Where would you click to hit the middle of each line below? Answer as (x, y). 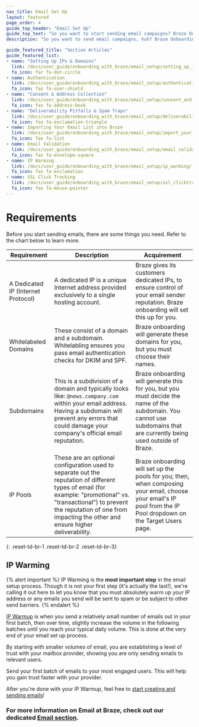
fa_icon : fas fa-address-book (49, 105)
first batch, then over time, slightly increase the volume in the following (93, 622)
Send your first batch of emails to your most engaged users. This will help (96, 671)
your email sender (160, 295)
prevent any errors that (86, 418)
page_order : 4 (24, 23)
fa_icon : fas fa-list (38, 139)
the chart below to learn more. (43, 240)
